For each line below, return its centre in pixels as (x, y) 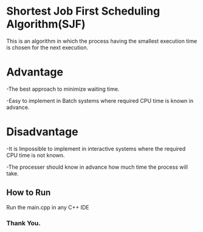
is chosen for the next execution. (47, 47)
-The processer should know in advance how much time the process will (97, 167)
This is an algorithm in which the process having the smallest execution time (102, 41)
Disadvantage (42, 132)
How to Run (29, 193)
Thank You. (23, 223)
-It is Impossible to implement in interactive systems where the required (96, 149)
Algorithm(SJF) (46, 24)
